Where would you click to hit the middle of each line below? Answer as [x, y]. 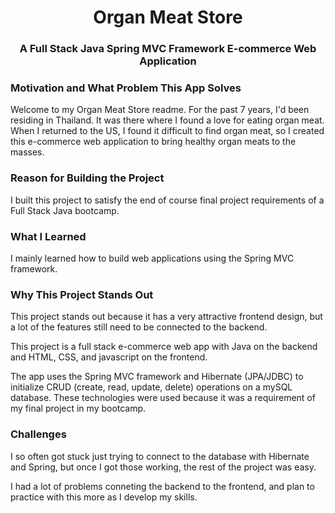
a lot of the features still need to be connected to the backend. [139, 327]
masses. [27, 152]
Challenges [38, 434]
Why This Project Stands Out [82, 294]
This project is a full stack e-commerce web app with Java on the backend [164, 347]
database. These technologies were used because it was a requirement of [163, 398]
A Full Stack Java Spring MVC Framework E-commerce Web [168, 49]
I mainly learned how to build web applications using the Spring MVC [152, 258]
